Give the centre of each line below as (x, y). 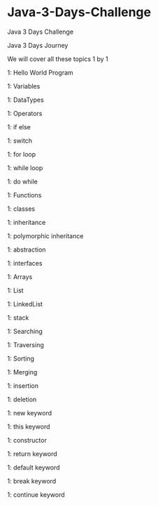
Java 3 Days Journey (38, 45)
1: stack (18, 318)
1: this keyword (29, 427)
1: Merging (22, 372)
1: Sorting (21, 358)
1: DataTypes (26, 100)
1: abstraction (27, 249)
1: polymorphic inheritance (45, 235)
